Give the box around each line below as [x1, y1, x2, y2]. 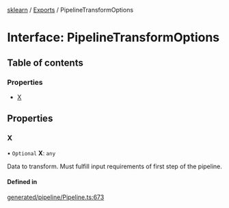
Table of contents [7, 57, 83, 68]
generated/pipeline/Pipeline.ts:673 [7, 193, 105, 201]
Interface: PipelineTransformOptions [7, 30, 220, 45]
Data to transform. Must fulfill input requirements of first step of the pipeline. [7, 162, 222, 170]
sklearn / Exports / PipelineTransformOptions [7, 6, 134, 14]
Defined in [7, 178, 38, 186]
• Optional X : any [7, 148, 56, 157]
